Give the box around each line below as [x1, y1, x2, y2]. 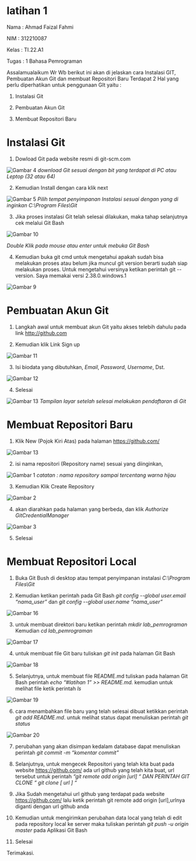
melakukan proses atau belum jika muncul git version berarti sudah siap [15, 259, 188, 266]
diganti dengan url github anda [15, 802, 89, 809]
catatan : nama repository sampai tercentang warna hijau [36, 471, 177, 479]
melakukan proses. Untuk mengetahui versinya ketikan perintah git [15, 265, 176, 273]
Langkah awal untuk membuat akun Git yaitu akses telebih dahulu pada [15, 323, 187, 330]
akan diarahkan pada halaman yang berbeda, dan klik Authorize [15, 505, 169, 512]
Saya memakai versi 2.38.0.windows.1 [36, 272, 127, 279]
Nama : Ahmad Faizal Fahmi [6, 23, 73, 30]
